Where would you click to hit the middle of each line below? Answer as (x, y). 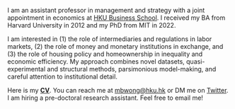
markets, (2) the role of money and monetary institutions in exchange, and (115, 46)
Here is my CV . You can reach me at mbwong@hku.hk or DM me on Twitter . (118, 90)
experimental (27, 69)
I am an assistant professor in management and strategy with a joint (106, 10)
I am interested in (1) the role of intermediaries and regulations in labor (110, 39)
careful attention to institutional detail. (63, 76)
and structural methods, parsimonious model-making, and (132, 69)
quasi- (196, 62)
